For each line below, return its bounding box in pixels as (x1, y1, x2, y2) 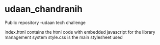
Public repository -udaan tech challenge (4, 20, 86, 25)
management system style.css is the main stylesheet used (4, 34, 123, 40)
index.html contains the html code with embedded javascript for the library (4, 29, 156, 35)
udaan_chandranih (4, 3, 83, 15)
